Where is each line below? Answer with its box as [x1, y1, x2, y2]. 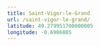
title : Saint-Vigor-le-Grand [7, 9, 90, 17]
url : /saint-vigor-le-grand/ [7, 16, 90, 23]
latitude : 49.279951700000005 [7, 22, 94, 29]
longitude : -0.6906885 [7, 28, 72, 36]
